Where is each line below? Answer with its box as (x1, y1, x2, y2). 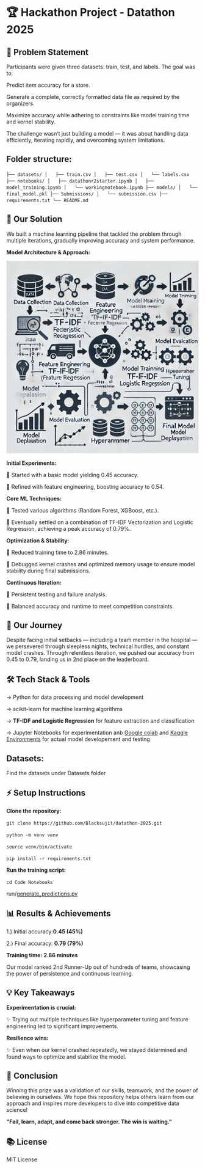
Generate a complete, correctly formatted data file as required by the (6, 93, 180, 100)
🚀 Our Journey (6, 620, 63, 630)
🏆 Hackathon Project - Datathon (6, 5, 175, 20)
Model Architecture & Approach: (6, 249, 90, 256)
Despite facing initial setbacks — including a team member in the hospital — (6, 637, 198, 644)
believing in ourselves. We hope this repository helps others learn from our (6, 1093, 195, 1101)
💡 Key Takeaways (6, 988, 75, 998)
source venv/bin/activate (6, 844, 72, 850)
